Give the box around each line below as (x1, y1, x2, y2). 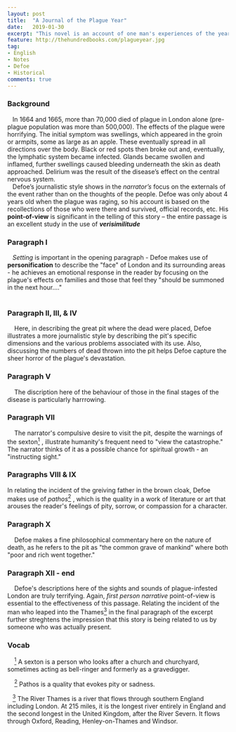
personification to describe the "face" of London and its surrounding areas (7, 260, 226, 269)
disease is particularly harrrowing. (7, 395, 107, 403)
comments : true (7, 75, 52, 83)
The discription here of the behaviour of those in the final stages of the (13, 388, 219, 396)
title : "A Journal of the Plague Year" (7, 17, 128, 24)
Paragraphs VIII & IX (7, 469, 77, 479)
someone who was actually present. (7, 622, 112, 631)
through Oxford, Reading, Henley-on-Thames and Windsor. (7, 717, 178, 725)
